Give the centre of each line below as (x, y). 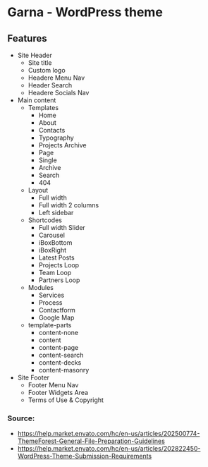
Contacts (52, 130)
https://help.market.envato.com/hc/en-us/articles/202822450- (109, 449)
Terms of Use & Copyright (66, 400)
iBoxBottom (55, 243)
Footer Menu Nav (53, 385)
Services (51, 295)
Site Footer (33, 377)
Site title (40, 63)
